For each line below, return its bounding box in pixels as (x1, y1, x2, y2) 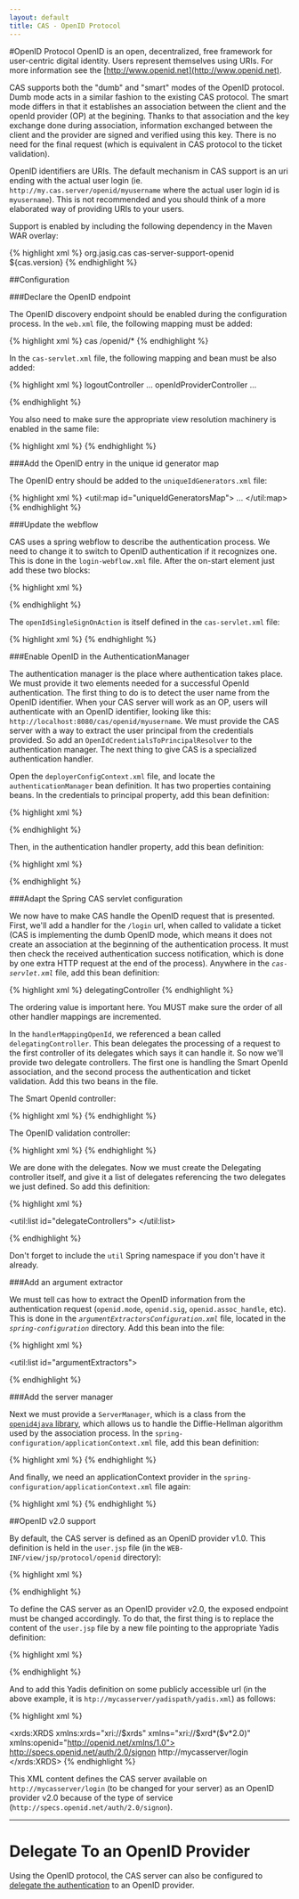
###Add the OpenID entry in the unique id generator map (9, 458, 220, 469)
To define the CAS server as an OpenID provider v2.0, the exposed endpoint (9, 1603, 289, 1614)
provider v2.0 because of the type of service (9, 1792, 174, 1803)
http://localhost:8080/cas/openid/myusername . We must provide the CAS (9, 715, 279, 726)
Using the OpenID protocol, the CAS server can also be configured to (9, 1870, 263, 1881)
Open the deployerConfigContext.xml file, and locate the (9, 770, 215, 781)
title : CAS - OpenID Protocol (9, 21, 122, 30)
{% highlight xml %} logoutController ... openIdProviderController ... (9, 379, 257, 390)
